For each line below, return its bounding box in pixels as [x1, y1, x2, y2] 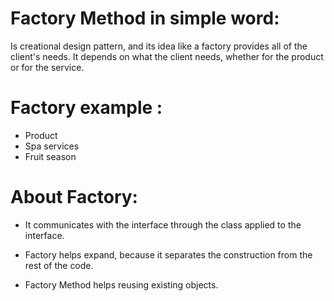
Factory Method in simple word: [10, 7, 280, 30]
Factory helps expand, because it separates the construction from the [24, 248, 313, 261]
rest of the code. [24, 259, 94, 271]
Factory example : [10, 97, 163, 119]
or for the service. [10, 61, 85, 73]
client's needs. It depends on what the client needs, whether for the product [10, 50, 324, 62]
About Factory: [10, 186, 138, 209]
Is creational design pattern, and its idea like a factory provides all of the [10, 40, 308, 52]
